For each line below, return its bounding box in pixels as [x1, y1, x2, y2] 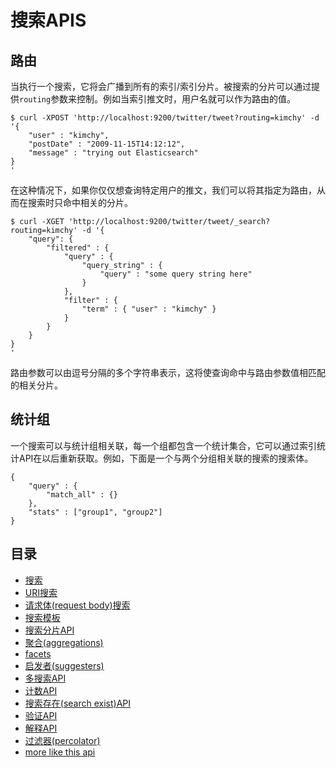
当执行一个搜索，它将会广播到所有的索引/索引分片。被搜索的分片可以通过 [10, 81, 312, 92]
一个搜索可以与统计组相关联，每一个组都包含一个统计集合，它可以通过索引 [10, 439, 317, 451]
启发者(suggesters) [24, 659, 105, 671]
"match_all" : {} [46, 489, 118, 500]
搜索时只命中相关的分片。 [27, 197, 133, 208]
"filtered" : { [46, 243, 110, 253]
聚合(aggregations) [24, 636, 104, 648]
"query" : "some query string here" [99, 269, 253, 279]
